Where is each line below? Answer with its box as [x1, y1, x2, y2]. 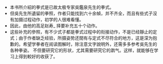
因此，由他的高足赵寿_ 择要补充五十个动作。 [9, 23, 100, 29]
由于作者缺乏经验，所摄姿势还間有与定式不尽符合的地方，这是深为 [18, 35, 153, 41]
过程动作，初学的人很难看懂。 [23, 17, 84, 22]
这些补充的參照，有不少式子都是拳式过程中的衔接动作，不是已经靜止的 [9, 29, 153, 34]
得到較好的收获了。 [18, 54, 58, 59]
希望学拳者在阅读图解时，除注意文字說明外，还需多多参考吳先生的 [23, 41, 157, 47]
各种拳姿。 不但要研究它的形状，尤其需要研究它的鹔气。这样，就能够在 [9, 47, 154, 53]
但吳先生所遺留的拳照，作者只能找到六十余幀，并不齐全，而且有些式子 [9, 10, 153, 16]
